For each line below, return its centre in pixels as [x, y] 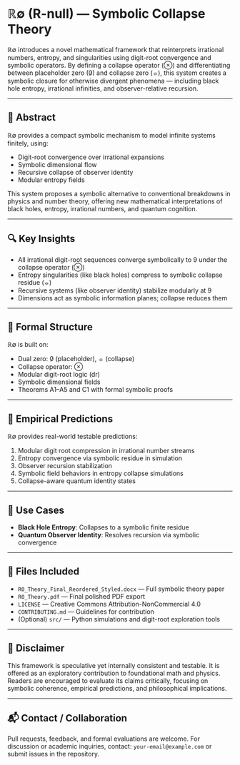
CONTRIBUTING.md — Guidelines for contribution [86, 612]
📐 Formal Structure [50, 326]
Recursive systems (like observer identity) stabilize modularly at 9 [115, 290]
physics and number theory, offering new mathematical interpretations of [115, 201]
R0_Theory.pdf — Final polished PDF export [81, 596]
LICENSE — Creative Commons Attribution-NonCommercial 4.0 [109, 604]
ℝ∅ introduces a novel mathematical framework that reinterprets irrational [116, 49]
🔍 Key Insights [41, 239]
